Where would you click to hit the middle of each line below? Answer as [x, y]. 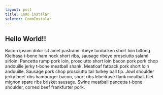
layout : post [18, 10]
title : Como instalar [27, 14]
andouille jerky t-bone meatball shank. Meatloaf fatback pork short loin [77, 66]
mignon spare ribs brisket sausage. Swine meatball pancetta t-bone [74, 82]
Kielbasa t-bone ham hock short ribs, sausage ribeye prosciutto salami [77, 56]
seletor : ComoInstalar [28, 19]
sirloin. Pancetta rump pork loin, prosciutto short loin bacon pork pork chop [82, 61]
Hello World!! [26, 39]
